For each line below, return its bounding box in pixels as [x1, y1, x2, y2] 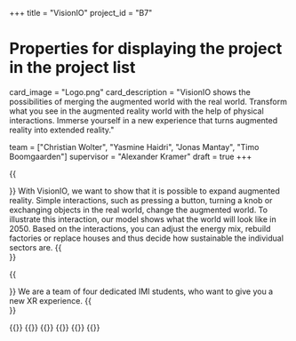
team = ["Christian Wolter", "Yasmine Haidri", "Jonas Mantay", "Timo [9, 141, 260, 152]
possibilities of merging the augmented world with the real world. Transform [9, 96, 287, 107]
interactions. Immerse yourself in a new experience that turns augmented [9, 115, 278, 125]
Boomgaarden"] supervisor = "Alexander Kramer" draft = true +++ [9, 151, 252, 162]
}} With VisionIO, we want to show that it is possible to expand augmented [9, 186, 280, 196]
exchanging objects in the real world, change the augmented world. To [9, 204, 268, 215]
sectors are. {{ [9, 242, 62, 252]
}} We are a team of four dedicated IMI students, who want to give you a [9, 286, 274, 297]
